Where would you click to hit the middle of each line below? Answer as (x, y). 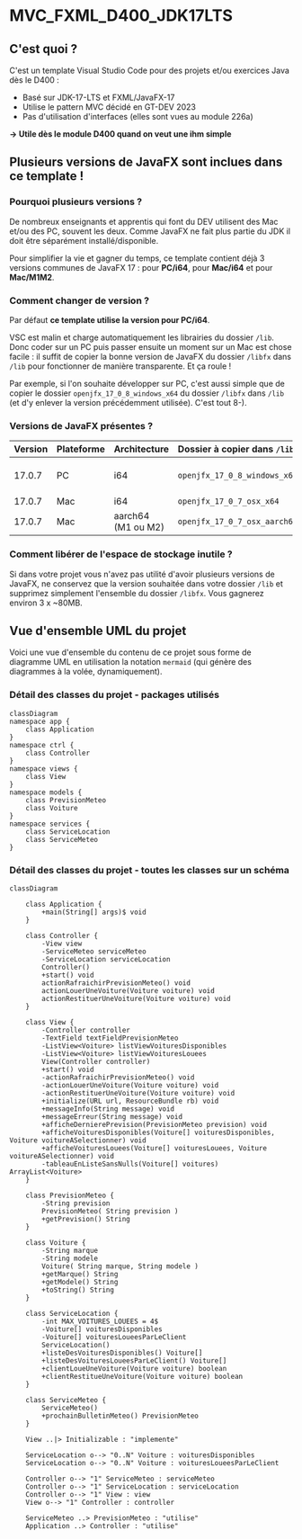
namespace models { (46, 792)
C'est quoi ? (44, 49)
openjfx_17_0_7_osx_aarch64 (238, 522)
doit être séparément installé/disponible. (84, 240)
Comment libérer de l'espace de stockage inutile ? (121, 554)
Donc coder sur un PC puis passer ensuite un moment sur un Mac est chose (151, 346)
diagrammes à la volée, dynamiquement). (86, 672)
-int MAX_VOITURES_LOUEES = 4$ (100, 1321)
